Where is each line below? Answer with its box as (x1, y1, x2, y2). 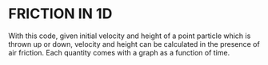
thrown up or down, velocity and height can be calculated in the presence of (8, 39, 260, 48)
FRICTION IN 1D (8, 5, 113, 23)
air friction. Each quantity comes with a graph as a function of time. (8, 48, 230, 57)
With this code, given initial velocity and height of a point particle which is (8, 31, 251, 40)
